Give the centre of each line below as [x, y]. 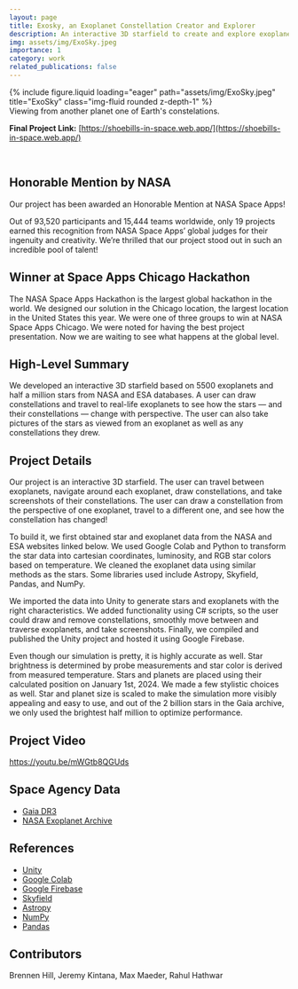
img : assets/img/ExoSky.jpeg [63, 42]
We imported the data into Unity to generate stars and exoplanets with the [144, 601]
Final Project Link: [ [46, 128]
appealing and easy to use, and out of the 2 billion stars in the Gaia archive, [147, 703]
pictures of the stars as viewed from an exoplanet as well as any [126, 423]
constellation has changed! [59, 520]
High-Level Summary [69, 364]
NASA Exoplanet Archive [67, 820]
